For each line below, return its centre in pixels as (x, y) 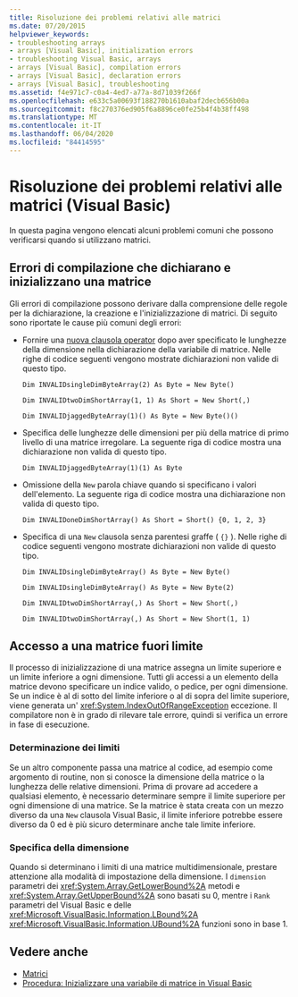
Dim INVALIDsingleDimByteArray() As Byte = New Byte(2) (128, 587)
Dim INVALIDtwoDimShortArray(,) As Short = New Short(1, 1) (136, 619)
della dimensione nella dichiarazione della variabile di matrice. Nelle (147, 349)
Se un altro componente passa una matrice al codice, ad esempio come (141, 767)
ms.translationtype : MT (54, 117)
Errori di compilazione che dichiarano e (120, 268)
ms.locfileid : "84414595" (57, 142)
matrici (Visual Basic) (90, 205)
